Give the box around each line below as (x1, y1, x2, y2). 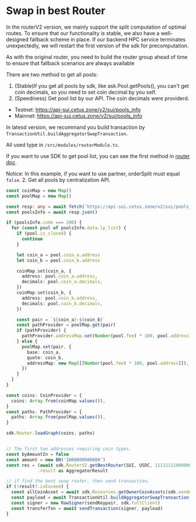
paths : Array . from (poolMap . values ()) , (11, 414, 106, 420)
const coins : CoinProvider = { (6, 392, 82, 399)
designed (6, 36, 29, 43)
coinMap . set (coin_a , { (16, 268, 72, 274)
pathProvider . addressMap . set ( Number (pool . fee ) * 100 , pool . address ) (21, 333, 192, 339)
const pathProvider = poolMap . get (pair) (16, 322, 116, 328)
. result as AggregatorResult (37, 468, 108, 473)
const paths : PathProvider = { (6, 408, 82, 415)
